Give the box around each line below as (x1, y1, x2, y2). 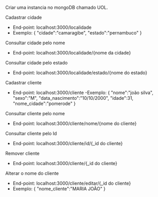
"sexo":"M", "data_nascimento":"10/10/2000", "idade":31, (12, 95, 133, 101)
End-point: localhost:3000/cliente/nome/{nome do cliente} (12, 120, 137, 127)
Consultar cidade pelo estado (5, 60, 68, 66)
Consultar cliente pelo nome (5, 111, 65, 116)
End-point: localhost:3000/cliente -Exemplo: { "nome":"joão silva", (12, 89, 154, 96)
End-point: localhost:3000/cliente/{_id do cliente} (12, 160, 117, 166)
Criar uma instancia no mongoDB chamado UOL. (5, 5, 108, 10)
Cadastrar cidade (5, 14, 42, 20)
